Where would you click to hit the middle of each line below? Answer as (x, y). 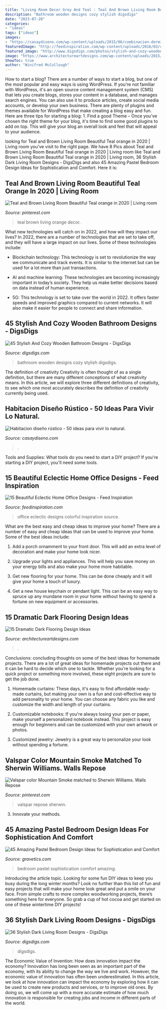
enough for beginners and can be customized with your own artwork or (85, 725)
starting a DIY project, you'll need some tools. (51, 462)
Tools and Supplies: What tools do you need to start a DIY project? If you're (82, 457)
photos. (20, 730)
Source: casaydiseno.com (32, 438)
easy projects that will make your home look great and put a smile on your (80, 889)
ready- (144, 689)
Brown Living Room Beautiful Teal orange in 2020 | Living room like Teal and (83, 152)
